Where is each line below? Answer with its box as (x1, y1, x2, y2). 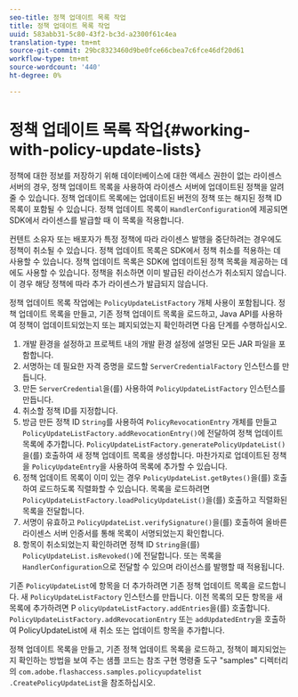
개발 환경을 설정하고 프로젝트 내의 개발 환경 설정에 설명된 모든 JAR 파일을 (21, 338, 277, 348)
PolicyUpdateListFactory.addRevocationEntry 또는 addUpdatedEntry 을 (9, 613, 262, 624)
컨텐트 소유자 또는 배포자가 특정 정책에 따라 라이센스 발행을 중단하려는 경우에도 (9, 234, 283, 244)
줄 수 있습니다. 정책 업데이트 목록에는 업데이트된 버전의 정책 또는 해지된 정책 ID (9, 193, 283, 203)
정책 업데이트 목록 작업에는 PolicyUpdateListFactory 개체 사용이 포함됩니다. (9, 297, 277, 307)
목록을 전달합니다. (21, 505, 85, 516)
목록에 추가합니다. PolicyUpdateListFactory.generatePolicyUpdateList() (21, 439, 286, 449)
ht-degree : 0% (9, 71, 62, 80)
